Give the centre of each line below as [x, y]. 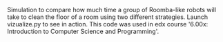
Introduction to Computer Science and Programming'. [83, 31]
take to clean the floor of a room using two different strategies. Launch [108, 17]
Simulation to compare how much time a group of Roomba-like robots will [111, 10]
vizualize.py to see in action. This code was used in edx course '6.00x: [108, 24]
